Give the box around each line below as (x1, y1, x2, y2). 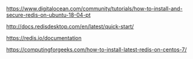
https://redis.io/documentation (6, 35, 82, 41)
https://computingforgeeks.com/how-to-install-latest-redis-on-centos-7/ (6, 46, 187, 53)
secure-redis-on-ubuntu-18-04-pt (6, 11, 91, 18)
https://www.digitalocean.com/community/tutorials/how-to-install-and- (6, 5, 183, 12)
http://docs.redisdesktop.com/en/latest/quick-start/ (6, 23, 134, 30)
